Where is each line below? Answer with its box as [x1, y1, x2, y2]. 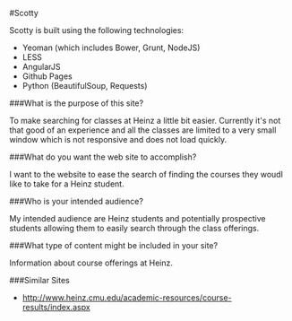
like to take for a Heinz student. [9, 178, 125, 189]
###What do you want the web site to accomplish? [9, 152, 197, 162]
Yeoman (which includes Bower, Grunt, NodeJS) [21, 42, 201, 53]
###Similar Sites [9, 275, 70, 285]
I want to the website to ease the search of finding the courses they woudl [9, 169, 284, 179]
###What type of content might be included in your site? [9, 240, 218, 250]
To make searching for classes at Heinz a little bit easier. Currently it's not [9, 116, 281, 126]
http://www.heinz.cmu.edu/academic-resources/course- [21, 292, 232, 303]
